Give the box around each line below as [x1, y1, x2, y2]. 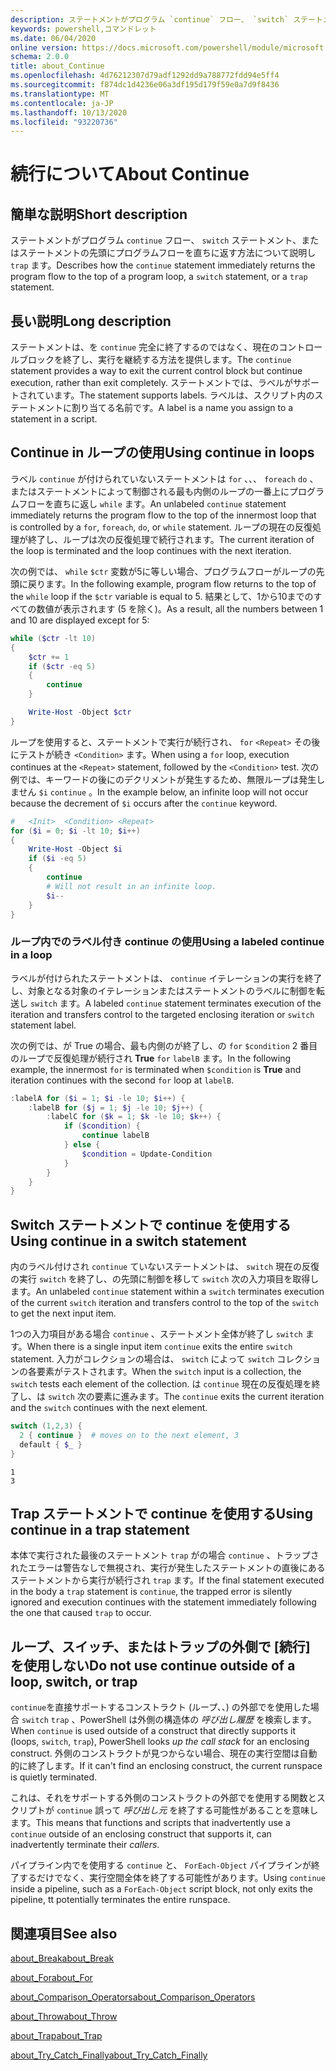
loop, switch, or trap [10, 1673, 138, 1690]
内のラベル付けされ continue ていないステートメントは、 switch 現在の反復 [10, 1261, 320, 1273]
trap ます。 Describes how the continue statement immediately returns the [10, 259, 316, 271]
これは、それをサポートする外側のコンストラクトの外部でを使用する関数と [10, 1792, 317, 1804]
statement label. [10, 1019, 77, 1031]
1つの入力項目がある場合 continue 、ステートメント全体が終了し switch [10, 1328, 303, 1340]
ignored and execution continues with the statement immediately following [10, 1596, 317, 1608]
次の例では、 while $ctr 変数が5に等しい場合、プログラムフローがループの [10, 565, 317, 577]
